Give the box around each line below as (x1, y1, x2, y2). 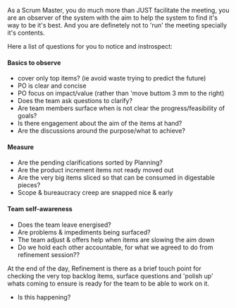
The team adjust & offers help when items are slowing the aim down (17, 235, 215, 244)
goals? (17, 112, 37, 120)
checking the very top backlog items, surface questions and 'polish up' (7, 271, 213, 280)
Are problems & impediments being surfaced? (17, 227, 151, 236)
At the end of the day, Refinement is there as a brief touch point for (7, 264, 202, 273)
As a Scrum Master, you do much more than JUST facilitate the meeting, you (7, 6, 230, 14)
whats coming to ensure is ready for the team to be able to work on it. (7, 279, 210, 288)
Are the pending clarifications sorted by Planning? (17, 158, 163, 167)
